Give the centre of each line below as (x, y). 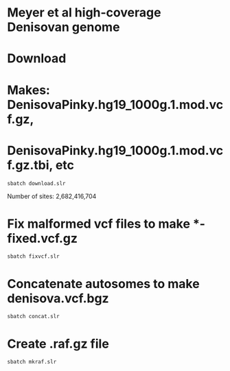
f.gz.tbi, (30, 165)
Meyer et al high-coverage (84, 13)
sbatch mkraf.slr (32, 362)
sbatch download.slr (37, 183)
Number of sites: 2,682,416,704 (52, 196)
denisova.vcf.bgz (58, 298)
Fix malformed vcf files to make (99, 224)
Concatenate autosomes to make (104, 284)
